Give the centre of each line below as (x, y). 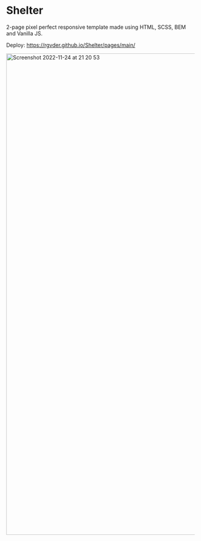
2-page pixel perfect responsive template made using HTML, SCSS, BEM (96, 27)
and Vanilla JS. (25, 33)
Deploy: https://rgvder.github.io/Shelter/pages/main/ (71, 45)
